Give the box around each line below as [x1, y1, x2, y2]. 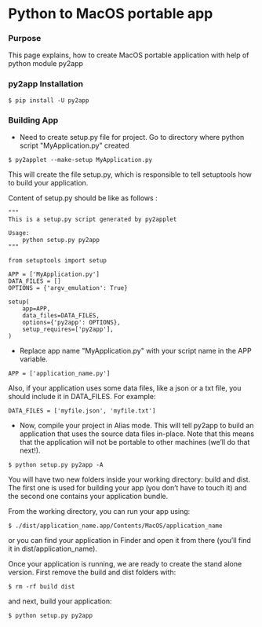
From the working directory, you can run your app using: [8, 507, 191, 516]
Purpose [8, 33, 42, 44]
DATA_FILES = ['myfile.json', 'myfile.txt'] [8, 407, 156, 415]
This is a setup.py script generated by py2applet [8, 215, 177, 224]
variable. [19, 354, 49, 364]
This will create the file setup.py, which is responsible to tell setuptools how [8, 170, 253, 179]
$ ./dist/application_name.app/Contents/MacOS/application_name [8, 522, 223, 530]
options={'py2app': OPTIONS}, [22, 319, 122, 327]
